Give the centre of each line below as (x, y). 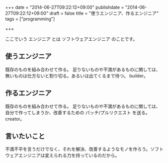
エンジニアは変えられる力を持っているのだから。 (69, 155)
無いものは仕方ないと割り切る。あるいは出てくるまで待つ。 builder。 (77, 75)
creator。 (15, 119)
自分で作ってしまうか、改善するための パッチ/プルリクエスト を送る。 (77, 112)
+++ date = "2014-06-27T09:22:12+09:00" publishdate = (65, 7)
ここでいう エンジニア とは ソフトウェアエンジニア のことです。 (71, 39)
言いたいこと (25, 136)
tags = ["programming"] (30, 19)
